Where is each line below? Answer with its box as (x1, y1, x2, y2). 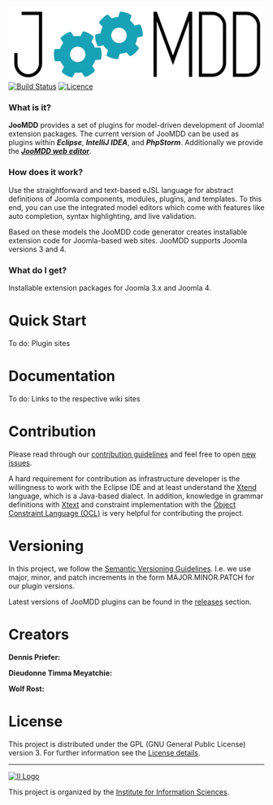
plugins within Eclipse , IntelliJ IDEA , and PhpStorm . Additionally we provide (8, 138, 264, 147)
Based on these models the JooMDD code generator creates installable (8, 226, 248, 237)
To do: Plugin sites (8, 338, 71, 348)
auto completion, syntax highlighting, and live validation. (8, 211, 197, 221)
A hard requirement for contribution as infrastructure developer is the (8, 474, 240, 483)
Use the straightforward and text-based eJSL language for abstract (8, 185, 234, 195)
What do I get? (8, 265, 67, 276)
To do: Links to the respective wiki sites (8, 393, 141, 404)
